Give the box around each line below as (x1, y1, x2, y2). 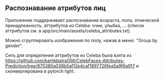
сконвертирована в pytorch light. (5, 68, 75, 74)
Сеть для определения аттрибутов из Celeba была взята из (5, 52, 132, 58)
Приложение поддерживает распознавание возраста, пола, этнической (5, 17, 160, 23)
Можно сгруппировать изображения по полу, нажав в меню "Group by (5, 37, 158, 43)
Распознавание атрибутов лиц (5, 4, 106, 12)
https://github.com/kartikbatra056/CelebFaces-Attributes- (5, 57, 125, 64)
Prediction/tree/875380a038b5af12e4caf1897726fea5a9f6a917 (5, 63, 136, 69)
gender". (5, 42, 23, 49)
